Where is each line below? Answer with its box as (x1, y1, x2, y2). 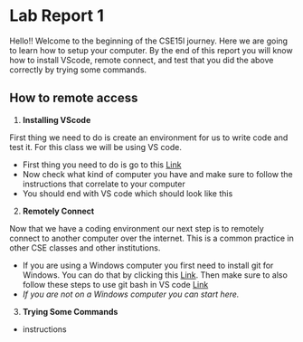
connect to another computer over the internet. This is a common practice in (9, 233, 294, 243)
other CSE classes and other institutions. (9, 242, 161, 253)
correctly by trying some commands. (9, 64, 147, 75)
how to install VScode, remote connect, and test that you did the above (9, 54, 274, 65)
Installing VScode (22, 114, 91, 125)
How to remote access (9, 90, 138, 106)
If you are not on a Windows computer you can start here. (22, 289, 240, 299)
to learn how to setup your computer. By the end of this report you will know (9, 44, 293, 55)
